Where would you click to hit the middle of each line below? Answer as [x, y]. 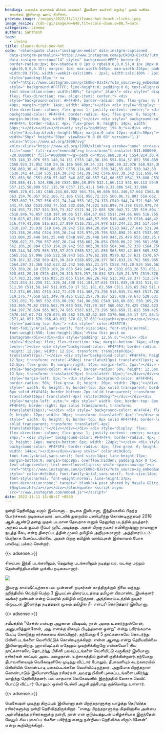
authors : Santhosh [24, 32]
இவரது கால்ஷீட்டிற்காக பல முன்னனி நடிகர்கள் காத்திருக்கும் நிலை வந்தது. [73, 588]
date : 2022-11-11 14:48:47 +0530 [39, 497]
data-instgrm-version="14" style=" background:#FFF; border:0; [75, 60]
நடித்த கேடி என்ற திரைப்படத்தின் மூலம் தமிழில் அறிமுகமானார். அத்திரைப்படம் [78, 533]
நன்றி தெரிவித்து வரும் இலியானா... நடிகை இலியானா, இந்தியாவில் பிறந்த [71, 511]
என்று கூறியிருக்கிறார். [25, 725]
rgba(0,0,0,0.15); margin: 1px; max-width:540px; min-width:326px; [80, 69]
